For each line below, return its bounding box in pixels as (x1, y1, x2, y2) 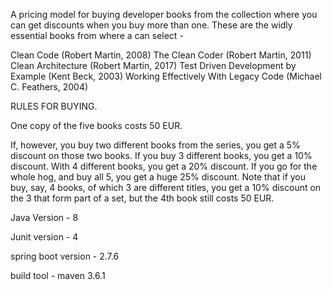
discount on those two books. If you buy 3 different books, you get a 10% (10, 150, 313, 161)
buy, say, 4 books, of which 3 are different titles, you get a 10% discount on (10, 182, 322, 193)
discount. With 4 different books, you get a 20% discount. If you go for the (10, 160, 318, 172)
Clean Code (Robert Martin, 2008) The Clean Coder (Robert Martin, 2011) (10, 49, 312, 61)
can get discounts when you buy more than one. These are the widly (10, 19, 293, 31)
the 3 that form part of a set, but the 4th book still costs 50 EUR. (10, 192, 275, 204)
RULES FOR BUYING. (10, 100, 98, 112)
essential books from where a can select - (10, 30, 184, 41)
